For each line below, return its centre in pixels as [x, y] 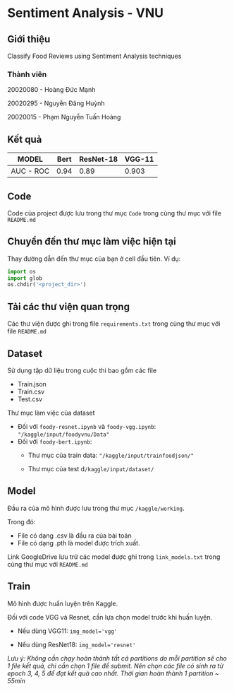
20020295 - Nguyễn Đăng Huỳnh [56, 103]
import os [22, 271]
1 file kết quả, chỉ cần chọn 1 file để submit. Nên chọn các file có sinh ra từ [116, 666]
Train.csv [31, 391]
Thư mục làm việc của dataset [51, 413]
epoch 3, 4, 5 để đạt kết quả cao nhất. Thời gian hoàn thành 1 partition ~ [113, 673]
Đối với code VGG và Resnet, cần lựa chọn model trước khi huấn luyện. [110, 617]
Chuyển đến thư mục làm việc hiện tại [92, 242]
